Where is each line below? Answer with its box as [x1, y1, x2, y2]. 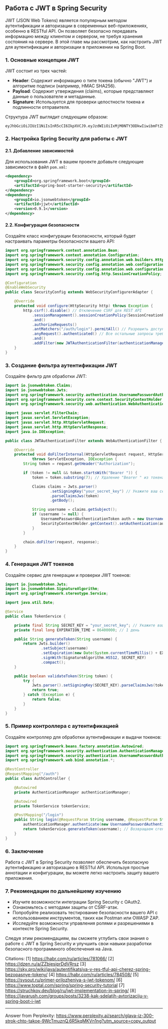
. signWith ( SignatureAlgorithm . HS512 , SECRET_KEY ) [40, 655, 146, 661]
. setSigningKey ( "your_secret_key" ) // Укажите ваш [49, 489, 157, 494]
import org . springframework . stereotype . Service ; [5, 591, 108, 596]
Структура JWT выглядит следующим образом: [5, 114, 108, 120]
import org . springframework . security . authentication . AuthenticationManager [5, 748, 166, 753]
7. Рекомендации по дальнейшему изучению [5, 887, 121, 894]
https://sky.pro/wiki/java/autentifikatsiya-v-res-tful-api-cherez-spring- [5, 966, 151, 972]
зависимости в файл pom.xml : [5, 164, 67, 170]
